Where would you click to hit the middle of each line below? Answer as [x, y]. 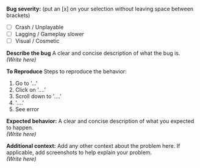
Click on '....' [30, 90]
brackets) [18, 15]
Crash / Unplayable [39, 27]
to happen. [20, 128]
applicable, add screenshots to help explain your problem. [79, 153]
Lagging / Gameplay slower [49, 34]
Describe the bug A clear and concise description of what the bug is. [93, 53]
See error [27, 109]
